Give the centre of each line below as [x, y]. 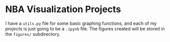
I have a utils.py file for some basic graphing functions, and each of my [81, 23]
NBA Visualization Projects [63, 9]
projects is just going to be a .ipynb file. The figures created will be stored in [85, 28]
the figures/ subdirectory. [33, 34]
